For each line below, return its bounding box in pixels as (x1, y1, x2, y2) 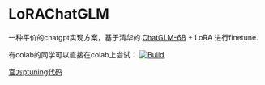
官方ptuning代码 (8, 66, 62, 77)
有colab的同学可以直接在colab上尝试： (8, 49, 138, 59)
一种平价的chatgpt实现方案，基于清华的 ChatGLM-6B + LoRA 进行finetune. (8, 32, 259, 42)
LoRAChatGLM (8, 5, 109, 23)
